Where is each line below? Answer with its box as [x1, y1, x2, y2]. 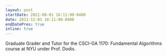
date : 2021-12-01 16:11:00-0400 [5, 17, 74, 22]
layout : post [5, 7, 33, 13]
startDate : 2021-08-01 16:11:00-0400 [5, 12, 86, 17]
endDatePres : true [5, 21, 45, 27]
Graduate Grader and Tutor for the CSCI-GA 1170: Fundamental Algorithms [5, 40, 162, 46]
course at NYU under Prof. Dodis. [5, 46, 76, 52]
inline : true [5, 26, 33, 32]
